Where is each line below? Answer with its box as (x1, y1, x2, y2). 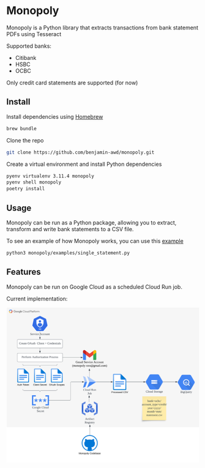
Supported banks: (6, 42, 52, 50)
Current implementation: (6, 295, 68, 302)
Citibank (15, 54, 37, 61)
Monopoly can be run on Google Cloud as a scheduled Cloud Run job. (6, 283, 182, 291)
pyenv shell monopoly (6, 179, 62, 185)
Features (6, 267, 41, 277)
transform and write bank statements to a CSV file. (6, 225, 134, 232)
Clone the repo (6, 136, 44, 144)
